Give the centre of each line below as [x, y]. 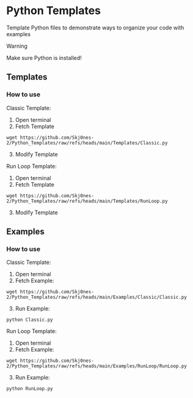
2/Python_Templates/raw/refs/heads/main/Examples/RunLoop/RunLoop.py [97, 366]
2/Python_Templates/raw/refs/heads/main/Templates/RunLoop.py [87, 201]
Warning [17, 46]
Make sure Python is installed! [44, 58]
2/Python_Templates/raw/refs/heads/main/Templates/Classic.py [87, 143]
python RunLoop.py [30, 389]
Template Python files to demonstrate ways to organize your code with [95, 28]
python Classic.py [30, 320]
